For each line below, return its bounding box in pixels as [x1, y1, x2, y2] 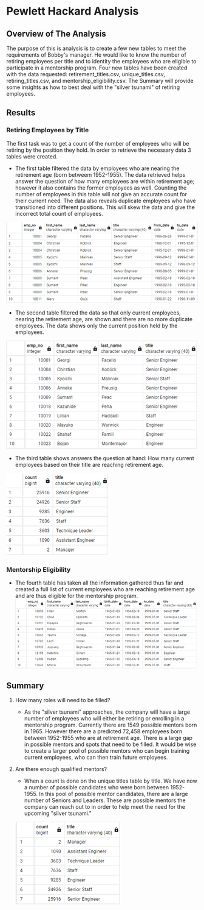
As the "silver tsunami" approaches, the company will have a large [24, 708, 190, 716]
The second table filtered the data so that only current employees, [15, 309, 181, 316]
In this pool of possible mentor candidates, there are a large [39, 791, 188, 798]
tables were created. [6, 152, 58, 160]
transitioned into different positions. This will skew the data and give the [15, 203, 195, 211]
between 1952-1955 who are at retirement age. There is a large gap [24, 734, 193, 742]
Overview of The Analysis [6, 29, 106, 39]
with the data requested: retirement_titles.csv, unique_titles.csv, [6, 71, 165, 77]
